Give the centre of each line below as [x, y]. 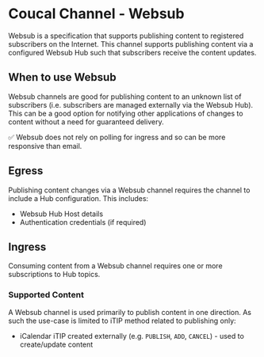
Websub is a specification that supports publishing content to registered [126, 36]
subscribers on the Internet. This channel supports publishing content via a [131, 44]
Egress [26, 171]
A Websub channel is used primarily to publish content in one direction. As [130, 312]
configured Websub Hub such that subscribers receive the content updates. [132, 52]
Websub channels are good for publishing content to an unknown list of [125, 97]
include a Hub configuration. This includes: [78, 198]
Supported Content [46, 295]
